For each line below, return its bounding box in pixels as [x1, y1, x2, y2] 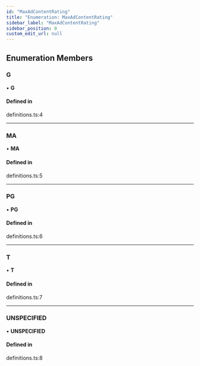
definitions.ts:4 [6, 111, 43, 118]
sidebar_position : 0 [6, 25, 58, 32]
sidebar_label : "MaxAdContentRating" [6, 20, 100, 26]
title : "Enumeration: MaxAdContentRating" [6, 14, 113, 20]
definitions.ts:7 [6, 293, 43, 301]
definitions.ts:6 [6, 233, 43, 240]
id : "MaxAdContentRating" [6, 8, 70, 15]
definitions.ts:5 [6, 172, 43, 179]
